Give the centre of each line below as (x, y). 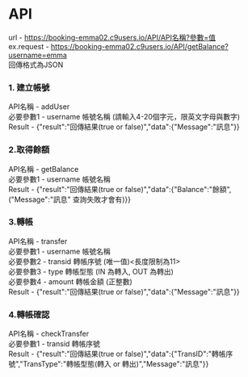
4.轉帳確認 (29, 314)
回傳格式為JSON (36, 65)
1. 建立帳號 (29, 87)
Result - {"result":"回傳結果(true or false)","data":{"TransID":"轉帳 (117, 354)
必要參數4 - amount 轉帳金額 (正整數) (71, 281)
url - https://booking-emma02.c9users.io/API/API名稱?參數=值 (112, 37)
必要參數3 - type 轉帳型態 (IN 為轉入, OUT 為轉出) (91, 271)
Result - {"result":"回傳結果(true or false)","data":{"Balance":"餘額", (120, 189)
